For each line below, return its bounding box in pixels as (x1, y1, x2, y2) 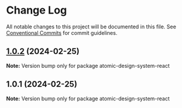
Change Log (6, 4, 67, 17)
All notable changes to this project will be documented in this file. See (6, 23, 177, 30)
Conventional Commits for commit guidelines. (6, 29, 117, 36)
